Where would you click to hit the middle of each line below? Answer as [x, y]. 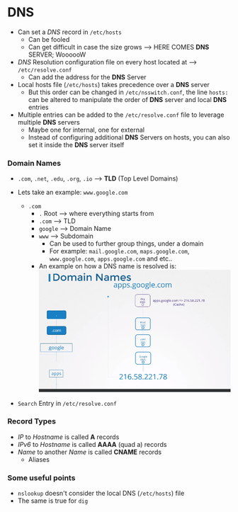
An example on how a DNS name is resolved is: [108, 266]
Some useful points [41, 477]
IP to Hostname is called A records [68, 437]
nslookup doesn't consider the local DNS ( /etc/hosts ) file [101, 494]
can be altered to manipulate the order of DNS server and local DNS [127, 99]
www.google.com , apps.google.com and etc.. [111, 258]
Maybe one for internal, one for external [86, 130]
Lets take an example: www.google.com [73, 193]
